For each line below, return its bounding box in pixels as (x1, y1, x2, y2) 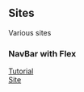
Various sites (8, 27, 52, 37)
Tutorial (8, 66, 34, 76)
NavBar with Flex (8, 48, 77, 59)
